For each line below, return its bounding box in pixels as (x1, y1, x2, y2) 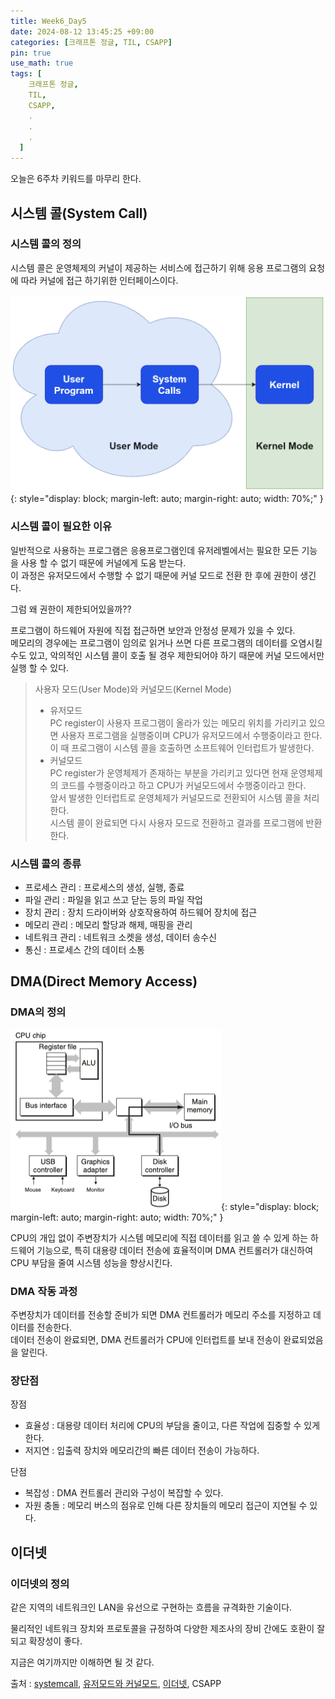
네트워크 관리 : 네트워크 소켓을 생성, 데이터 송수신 (24, 931, 217, 943)
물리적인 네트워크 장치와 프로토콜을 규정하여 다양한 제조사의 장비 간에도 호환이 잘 (10, 1622, 326, 1634)
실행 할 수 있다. (10, 661, 70, 674)
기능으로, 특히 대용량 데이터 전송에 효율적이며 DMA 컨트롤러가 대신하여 (36, 1244, 314, 1256)
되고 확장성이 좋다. (10, 1635, 83, 1647)
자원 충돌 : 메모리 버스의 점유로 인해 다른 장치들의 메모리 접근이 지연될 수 (24, 1500, 308, 1512)
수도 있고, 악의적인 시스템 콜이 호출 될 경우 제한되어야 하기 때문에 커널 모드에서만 (10, 649, 325, 661)
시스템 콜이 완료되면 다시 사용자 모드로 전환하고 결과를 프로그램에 (49, 816, 304, 829)
